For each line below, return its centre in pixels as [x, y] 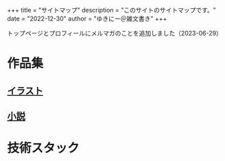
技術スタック [44, 148]
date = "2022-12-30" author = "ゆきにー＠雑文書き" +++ [87, 18]
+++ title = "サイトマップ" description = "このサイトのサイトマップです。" [111, 10]
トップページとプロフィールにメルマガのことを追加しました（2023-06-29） [115, 33]
